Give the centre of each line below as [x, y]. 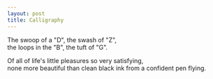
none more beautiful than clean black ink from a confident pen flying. [107, 68]
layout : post [26, 14]
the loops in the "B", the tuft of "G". [58, 47]
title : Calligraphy [36, 20]
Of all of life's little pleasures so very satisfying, [75, 60]
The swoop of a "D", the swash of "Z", [62, 39]
